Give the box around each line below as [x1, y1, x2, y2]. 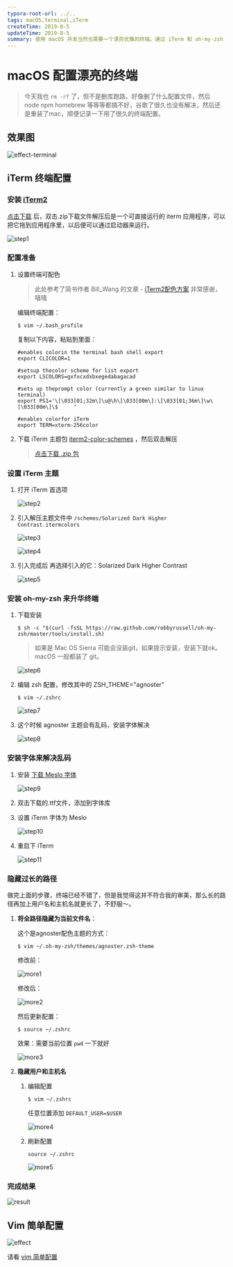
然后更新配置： [17, 1013, 60, 1021]
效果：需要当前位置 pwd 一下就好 [17, 1039, 110, 1047]
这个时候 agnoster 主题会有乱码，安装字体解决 [17, 721, 150, 729]
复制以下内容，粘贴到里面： [17, 335, 97, 343]
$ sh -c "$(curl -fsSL [17, 624, 83, 631]
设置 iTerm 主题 [7, 469, 59, 478]
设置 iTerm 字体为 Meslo [17, 813, 87, 821]
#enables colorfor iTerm [17, 415, 89, 423]
